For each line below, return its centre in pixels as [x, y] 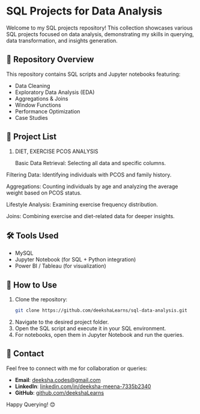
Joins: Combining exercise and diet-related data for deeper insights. [91, 216]
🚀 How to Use [32, 285]
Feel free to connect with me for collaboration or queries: [77, 368]
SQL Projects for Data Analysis [84, 11]
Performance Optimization [47, 111]
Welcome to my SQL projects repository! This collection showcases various [100, 28]
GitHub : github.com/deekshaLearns [59, 392]
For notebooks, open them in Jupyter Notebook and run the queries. [99, 335]
